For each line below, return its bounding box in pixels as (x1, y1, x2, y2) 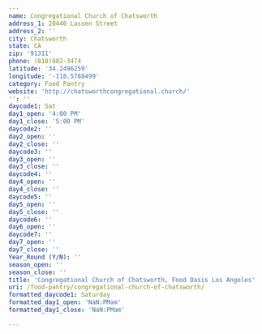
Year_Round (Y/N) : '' (8, 253, 82, 261)
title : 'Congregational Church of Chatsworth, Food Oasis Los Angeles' (8, 276, 256, 284)
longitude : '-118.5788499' (8, 72, 100, 80)
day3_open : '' (8, 155, 57, 163)
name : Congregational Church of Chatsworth (8, 11, 158, 20)
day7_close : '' (8, 246, 60, 254)
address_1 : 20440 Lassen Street (8, 19, 118, 28)
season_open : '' (8, 260, 63, 268)
